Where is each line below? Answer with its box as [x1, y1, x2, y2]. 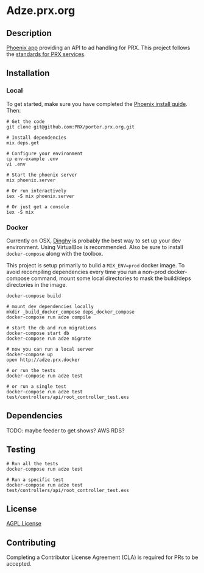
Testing [6, 445, 36, 455]
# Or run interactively [6, 188, 67, 194]
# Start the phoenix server [6, 172, 78, 178]
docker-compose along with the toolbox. [6, 250, 104, 257]
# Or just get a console [6, 203, 69, 210]
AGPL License [6, 520, 41, 527]
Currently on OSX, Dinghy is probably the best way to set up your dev [6, 237, 181, 244]
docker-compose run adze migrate [6, 336, 91, 342]
